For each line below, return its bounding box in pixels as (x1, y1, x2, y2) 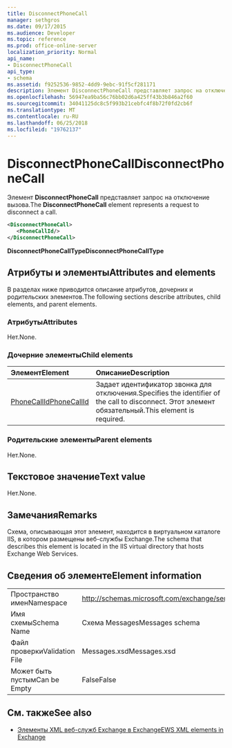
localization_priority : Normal (7, 49, 97, 56)
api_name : (7, 55, 36, 62)
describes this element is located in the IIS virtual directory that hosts (7, 542, 204, 551)
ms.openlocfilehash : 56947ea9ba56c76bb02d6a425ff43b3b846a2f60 (7, 94, 193, 101)
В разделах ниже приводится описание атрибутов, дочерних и (7, 285, 193, 293)
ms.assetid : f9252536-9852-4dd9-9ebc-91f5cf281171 (7, 81, 156, 88)
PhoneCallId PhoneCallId (10, 397, 90, 407)
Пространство (10, 590, 59, 599)
